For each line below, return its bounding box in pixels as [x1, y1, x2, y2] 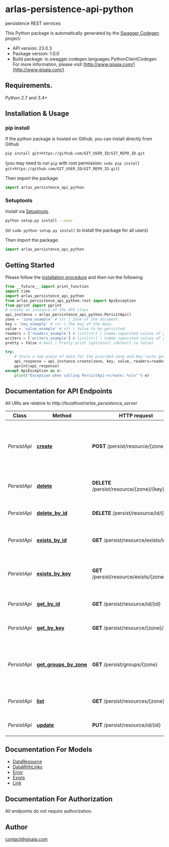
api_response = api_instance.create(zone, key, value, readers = [14, 359, 152, 364]
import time [5, 289, 30, 294]
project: [5, 35, 22, 41]
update [37, 722, 54, 729]
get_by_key [37, 624, 64, 631]
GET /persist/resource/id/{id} [92, 601, 161, 608]
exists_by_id [37, 537, 67, 544]
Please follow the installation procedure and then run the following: [5, 274, 144, 281]
